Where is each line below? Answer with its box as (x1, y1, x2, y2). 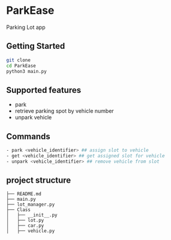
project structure (6, 175, 71, 186)
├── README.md (6, 191, 42, 197)
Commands (6, 131, 51, 142)
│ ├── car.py (6, 223, 44, 229)
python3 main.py (6, 68, 47, 74)
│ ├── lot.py (6, 218, 44, 224)
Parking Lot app (6, 24, 46, 31)
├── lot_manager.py (6, 201, 55, 208)
